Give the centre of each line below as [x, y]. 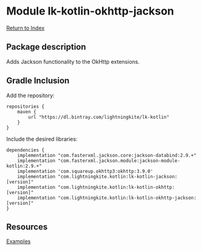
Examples [19, 241]
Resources [27, 226]
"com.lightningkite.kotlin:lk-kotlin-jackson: [118, 176]
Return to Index [25, 28]
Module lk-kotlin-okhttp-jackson [90, 11]
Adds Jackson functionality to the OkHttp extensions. [73, 61]
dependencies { [25, 150]
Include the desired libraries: [42, 139]
